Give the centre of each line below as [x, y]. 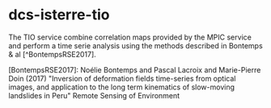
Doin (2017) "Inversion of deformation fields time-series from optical [122, 78]
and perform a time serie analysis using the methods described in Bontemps [135, 45]
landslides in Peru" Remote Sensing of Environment [94, 95]
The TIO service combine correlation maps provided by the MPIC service [130, 37]
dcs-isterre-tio [59, 15]
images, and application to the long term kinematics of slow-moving [121, 87]
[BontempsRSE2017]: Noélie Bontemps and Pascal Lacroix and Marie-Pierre [135, 69]
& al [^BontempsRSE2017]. [53, 54]
